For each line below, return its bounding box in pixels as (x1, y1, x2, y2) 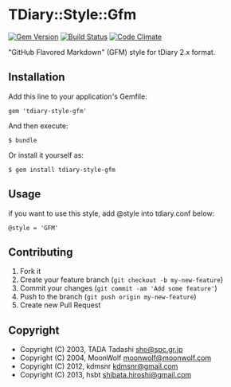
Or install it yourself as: (8, 150, 84, 160)
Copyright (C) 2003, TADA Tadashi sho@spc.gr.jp (19, 345, 183, 354)
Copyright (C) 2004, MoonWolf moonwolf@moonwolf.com (19, 353, 212, 363)
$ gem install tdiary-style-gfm (8, 166, 115, 174)
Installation (8, 70, 65, 84)
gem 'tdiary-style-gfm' (8, 107, 88, 115)
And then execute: (8, 121, 69, 131)
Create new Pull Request (19, 300, 101, 310)
